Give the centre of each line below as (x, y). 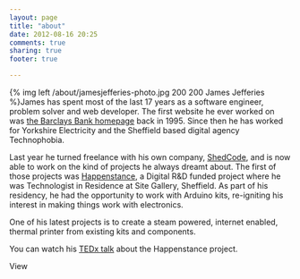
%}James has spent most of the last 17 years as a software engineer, (137, 102)
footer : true (34, 59)
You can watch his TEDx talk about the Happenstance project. (124, 249)
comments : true (38, 42)
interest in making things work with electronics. (96, 205)
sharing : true (36, 51)
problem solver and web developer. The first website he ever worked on (142, 111)
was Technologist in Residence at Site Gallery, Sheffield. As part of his (139, 186)
